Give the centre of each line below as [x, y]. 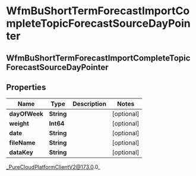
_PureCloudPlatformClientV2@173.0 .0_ [53, 167]
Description [89, 104]
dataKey [21, 152]
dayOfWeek [26, 114]
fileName [22, 143]
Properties [26, 87]
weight [19, 124]
